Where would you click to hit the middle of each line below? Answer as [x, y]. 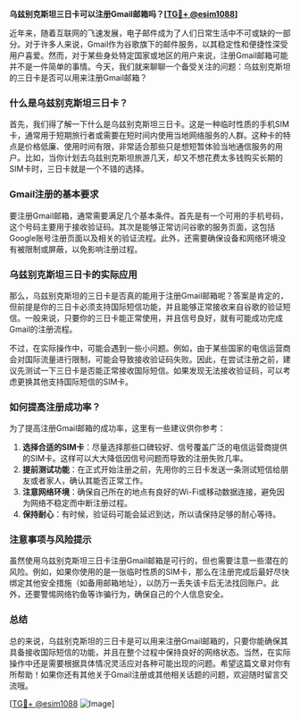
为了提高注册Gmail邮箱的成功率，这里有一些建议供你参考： [117, 428]
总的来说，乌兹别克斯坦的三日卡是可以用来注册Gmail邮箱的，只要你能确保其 [149, 641]
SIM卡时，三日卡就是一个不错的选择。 [79, 169]
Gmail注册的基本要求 [54, 194]
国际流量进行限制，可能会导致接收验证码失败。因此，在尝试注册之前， [154, 359]
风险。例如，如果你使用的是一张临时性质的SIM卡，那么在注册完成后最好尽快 [150, 572]
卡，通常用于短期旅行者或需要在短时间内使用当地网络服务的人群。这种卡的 [146, 135]
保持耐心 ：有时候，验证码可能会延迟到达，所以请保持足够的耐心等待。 [151, 514]
